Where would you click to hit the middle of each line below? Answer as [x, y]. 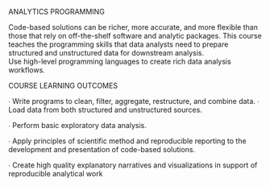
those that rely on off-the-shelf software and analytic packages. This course [135, 36]
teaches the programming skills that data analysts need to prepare [118, 44]
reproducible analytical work [56, 174]
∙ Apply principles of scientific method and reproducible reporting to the [128, 141]
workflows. [27, 70]
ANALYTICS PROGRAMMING [56, 12]
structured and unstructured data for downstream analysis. [106, 53]
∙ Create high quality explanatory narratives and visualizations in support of [133, 165]
